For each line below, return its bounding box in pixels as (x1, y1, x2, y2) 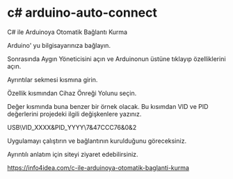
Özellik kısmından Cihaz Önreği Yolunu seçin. (7, 89, 137, 97)
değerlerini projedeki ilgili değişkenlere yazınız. (7, 110, 142, 118)
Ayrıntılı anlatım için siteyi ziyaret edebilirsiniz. (7, 150, 138, 158)
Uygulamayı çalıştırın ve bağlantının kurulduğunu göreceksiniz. (7, 137, 186, 145)
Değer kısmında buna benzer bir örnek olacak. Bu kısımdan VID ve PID (7, 102, 209, 110)
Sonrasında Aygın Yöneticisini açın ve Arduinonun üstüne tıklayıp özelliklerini (7, 54, 226, 63)
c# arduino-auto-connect (7, 5, 158, 21)
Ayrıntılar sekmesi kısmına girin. (7, 75, 98, 84)
